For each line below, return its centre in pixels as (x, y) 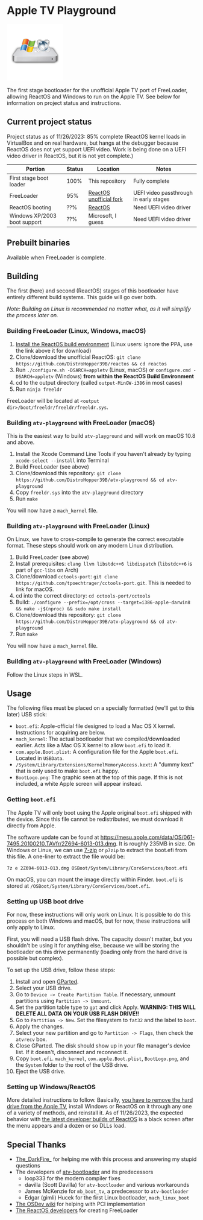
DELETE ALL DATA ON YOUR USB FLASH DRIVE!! (77, 1013)
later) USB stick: (27, 715)
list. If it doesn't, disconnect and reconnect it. (72, 1052)
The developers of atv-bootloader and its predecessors (84, 1172)
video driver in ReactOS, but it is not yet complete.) (70, 156)
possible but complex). (35, 958)
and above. (21, 442)
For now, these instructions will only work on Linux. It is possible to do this (99, 914)
